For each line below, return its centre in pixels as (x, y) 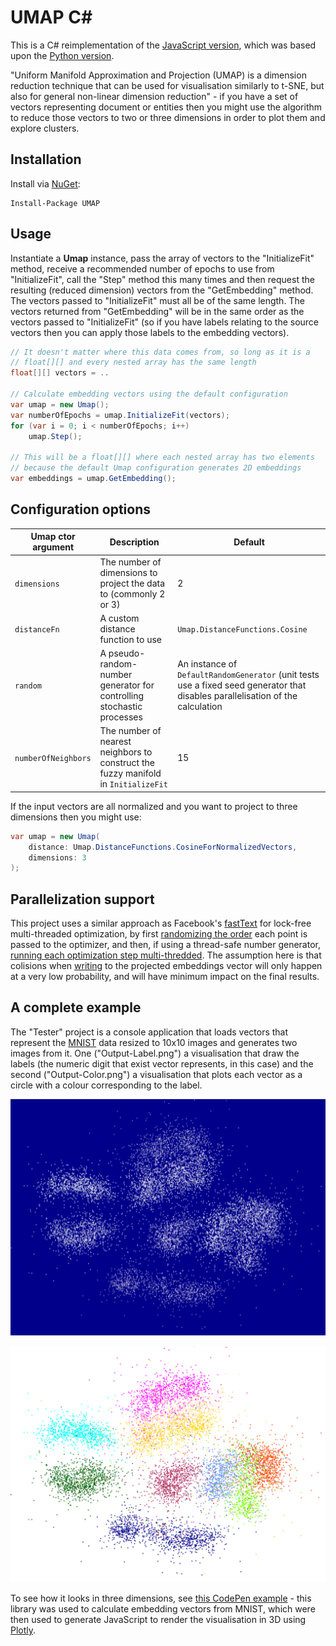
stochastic (121, 706)
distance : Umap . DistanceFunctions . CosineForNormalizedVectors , (163, 847)
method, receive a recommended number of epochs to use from (142, 268)
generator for (127, 685)
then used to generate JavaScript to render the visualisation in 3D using (158, 1619)
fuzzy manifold (130, 773)
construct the (127, 763)
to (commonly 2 (132, 593)
